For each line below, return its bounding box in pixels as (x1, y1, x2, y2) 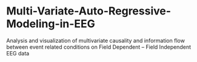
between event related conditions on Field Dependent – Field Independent (6, 43, 191, 51)
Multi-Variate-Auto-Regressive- (6, 4, 172, 18)
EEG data (6, 49, 30, 57)
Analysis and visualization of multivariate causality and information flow (6, 37, 185, 44)
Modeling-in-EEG (6, 17, 96, 31)
